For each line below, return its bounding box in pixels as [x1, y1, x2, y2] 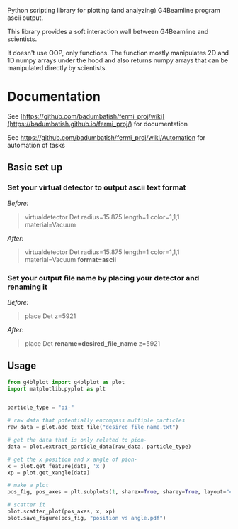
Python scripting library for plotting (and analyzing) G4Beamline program [7, 6, 221, 14]
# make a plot [7, 482, 50, 489]
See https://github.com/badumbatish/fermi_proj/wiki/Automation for [7, 133, 206, 141]
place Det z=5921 [24, 312, 76, 320]
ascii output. [7, 13, 44, 22]
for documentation [133, 119, 188, 128]
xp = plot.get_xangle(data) [7, 469, 91, 476]
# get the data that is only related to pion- [7, 437, 147, 444]
